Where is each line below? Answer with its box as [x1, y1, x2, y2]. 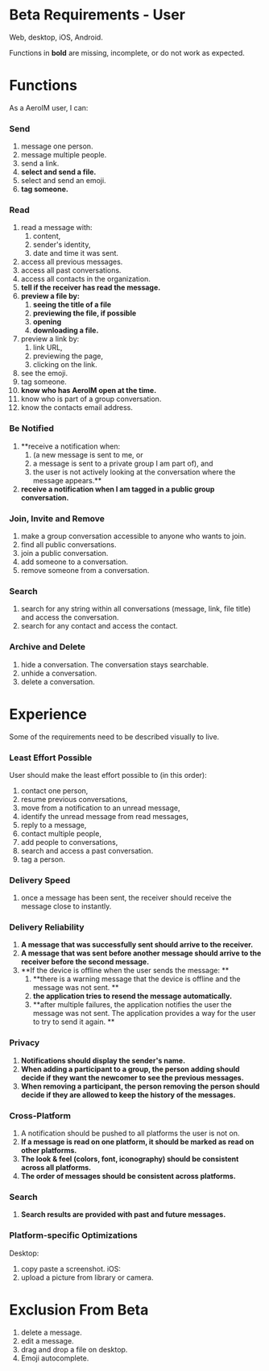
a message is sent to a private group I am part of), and [32, 458, 213, 468]
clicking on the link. [32, 360, 97, 370]
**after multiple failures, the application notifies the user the [32, 1000, 232, 1009]
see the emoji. [20, 369, 68, 378]
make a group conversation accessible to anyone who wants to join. [20, 531, 246, 541]
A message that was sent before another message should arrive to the [20, 948, 262, 958]
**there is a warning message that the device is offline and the [32, 974, 241, 984]
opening [32, 317, 62, 327]
